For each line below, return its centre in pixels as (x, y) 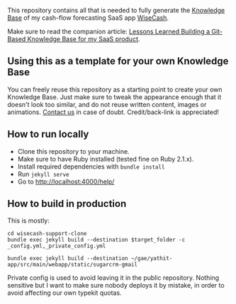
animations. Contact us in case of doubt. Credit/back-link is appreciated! (113, 112)
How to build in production (67, 204)
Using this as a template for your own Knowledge (118, 61)
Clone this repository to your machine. (73, 151)
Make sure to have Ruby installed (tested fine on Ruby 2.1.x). (106, 159)
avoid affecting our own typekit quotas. (64, 293)
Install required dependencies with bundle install (91, 167)
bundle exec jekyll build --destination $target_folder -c (96, 240)
